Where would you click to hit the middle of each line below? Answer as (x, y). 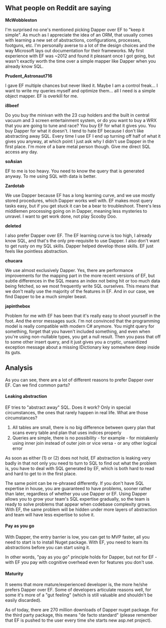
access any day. (21, 152)
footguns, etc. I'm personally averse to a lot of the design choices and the (80, 45)
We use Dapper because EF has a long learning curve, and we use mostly (80, 195)
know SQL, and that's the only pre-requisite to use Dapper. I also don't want (82, 240)
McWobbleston (21, 20)
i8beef (12, 105)
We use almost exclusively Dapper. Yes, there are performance (69, 270)
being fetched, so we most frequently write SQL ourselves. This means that (82, 286)
